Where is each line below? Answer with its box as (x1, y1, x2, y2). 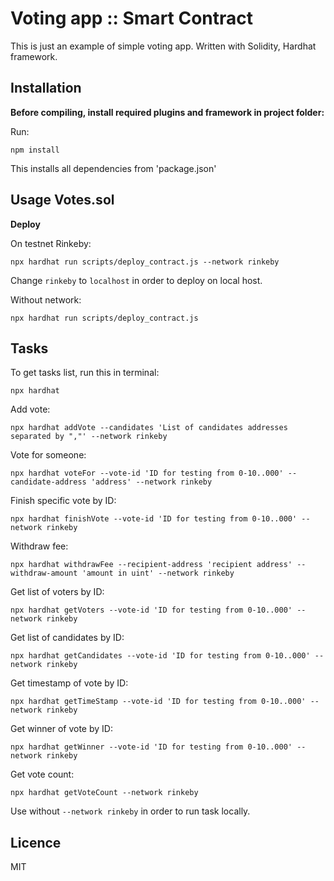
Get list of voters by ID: (10, 586, 105, 598)
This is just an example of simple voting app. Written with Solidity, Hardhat (10, 40, 317, 52)
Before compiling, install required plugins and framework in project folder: (10, 106, 325, 118)
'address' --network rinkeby (90, 477, 213, 487)
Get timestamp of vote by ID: (10, 677, 129, 689)
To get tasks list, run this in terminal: (10, 367, 160, 379)
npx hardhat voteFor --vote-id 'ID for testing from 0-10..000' (10, 468, 284, 479)
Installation (10, 80, 82, 97)
